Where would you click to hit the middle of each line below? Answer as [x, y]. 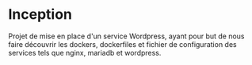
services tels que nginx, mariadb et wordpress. [85, 52]
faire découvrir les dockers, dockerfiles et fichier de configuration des [122, 44]
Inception [40, 14]
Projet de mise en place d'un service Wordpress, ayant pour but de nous [126, 36]
